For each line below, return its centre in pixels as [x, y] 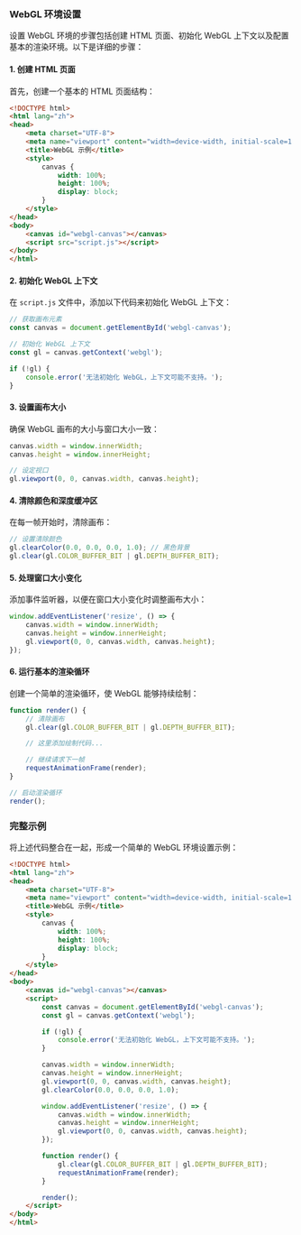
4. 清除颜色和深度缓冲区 [54, 500]
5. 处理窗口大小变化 [46, 577]
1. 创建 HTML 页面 [42, 69]
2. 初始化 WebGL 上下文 [54, 281]
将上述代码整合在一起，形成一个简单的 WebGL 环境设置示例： [124, 847]
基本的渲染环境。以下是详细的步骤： [77, 47]
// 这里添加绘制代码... [64, 743]
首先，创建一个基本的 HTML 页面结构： [82, 91]
